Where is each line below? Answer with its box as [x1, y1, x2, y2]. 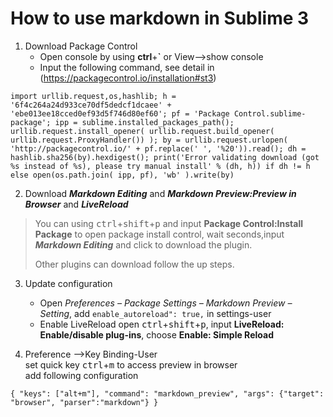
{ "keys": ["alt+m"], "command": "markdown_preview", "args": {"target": [10, 388, 325, 399]
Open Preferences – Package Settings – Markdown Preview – [39, 297, 293, 309]
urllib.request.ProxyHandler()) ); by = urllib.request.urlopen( [10, 135, 288, 145]
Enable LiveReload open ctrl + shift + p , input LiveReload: [39, 318, 285, 330]
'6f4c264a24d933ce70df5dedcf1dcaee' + [10, 100, 172, 110]
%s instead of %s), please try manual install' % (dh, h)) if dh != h [10, 161, 311, 171]
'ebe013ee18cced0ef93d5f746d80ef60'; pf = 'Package [10, 108, 230, 119]
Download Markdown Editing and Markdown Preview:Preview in [24, 187, 297, 199]
